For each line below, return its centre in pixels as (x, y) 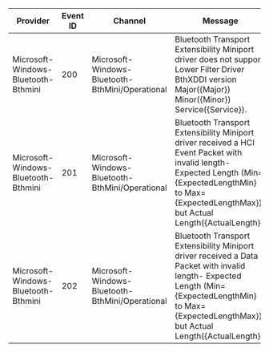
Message (221, 21)
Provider (33, 21)
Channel (130, 21)
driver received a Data (217, 256)
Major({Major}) (203, 89)
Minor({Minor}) (203, 99)
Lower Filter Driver (210, 69)
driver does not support (219, 59)
